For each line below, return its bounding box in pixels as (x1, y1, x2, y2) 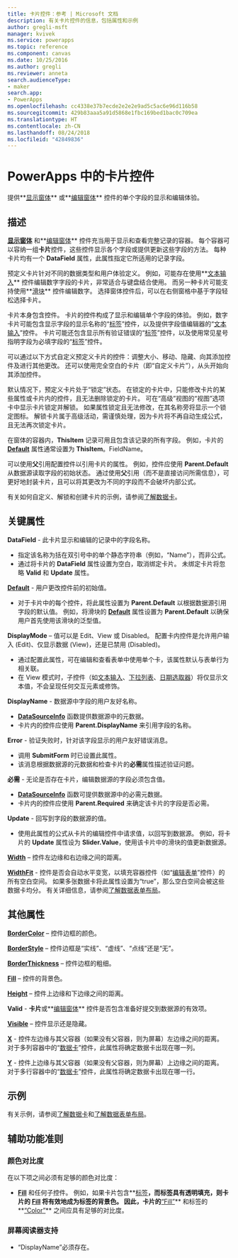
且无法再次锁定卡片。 (7, 421, 69, 429)
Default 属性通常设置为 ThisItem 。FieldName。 (7, 445, 147, 453)
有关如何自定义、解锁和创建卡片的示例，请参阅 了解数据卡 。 (7, 492, 181, 501)
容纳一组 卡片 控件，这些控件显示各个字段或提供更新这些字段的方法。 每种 (13, 245, 227, 253)
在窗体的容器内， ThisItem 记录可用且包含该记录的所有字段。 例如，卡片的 (7, 436, 224, 444)
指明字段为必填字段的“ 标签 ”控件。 (7, 338, 106, 346)
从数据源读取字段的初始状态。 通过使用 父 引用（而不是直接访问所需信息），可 (7, 469, 229, 477)
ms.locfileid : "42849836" (7, 136, 84, 143)
